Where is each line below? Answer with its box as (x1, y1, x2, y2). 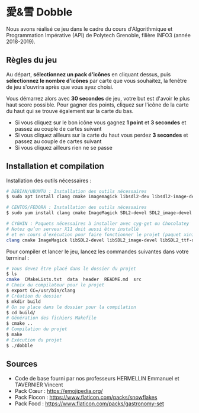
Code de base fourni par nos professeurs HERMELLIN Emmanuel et (14, 375, 179, 382)
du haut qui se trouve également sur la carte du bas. (6, 107, 134, 114)
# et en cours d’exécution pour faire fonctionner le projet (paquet (6, 231, 182, 237)
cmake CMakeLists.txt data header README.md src (6, 276, 142, 283)
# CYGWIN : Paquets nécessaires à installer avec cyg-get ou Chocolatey (6, 221, 190, 227)
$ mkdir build (6, 298, 41, 305)
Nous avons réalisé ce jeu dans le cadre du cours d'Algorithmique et (6, 25, 173, 33)
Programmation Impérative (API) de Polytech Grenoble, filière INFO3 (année (6, 31, 191, 38)
